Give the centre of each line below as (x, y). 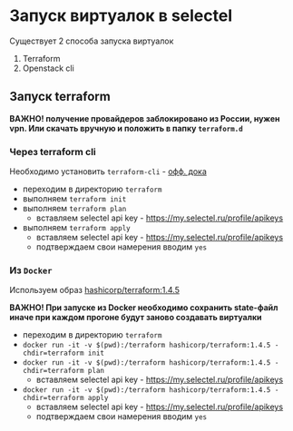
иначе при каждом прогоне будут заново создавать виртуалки (136, 318)
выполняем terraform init (74, 199)
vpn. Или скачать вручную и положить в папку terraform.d (126, 128)
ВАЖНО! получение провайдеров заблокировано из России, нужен (145, 118)
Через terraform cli (53, 152)
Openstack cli (48, 68)
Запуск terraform (60, 97)
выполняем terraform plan (74, 209)
